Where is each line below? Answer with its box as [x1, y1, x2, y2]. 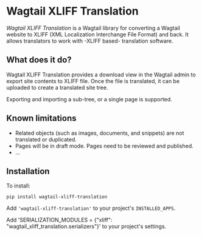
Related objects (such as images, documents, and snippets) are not [15, 129, 184, 137]
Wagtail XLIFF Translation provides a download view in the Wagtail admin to [6, 71, 196, 78]
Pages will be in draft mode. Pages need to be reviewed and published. [15, 142, 193, 149]
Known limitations [6, 113, 77, 124]
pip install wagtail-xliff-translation [6, 194, 108, 200]
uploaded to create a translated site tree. [6, 84, 108, 91]
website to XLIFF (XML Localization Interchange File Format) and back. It [6, 30, 189, 38]
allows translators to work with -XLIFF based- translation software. [6, 37, 173, 44]
